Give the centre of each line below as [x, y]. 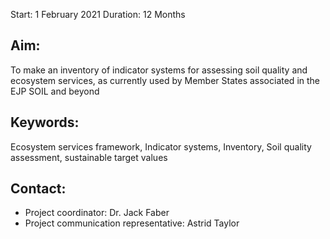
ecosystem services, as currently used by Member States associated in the [165, 80]
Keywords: [45, 122]
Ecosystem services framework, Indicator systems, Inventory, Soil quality [161, 146]
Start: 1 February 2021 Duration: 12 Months [98, 14]
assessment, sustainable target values [89, 157]
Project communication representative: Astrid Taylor [132, 223]
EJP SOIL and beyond [55, 91]
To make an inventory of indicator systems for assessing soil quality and [159, 70]
